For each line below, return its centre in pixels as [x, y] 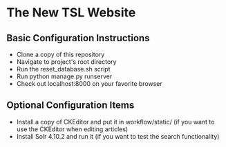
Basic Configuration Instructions [78, 38]
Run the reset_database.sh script [64, 69]
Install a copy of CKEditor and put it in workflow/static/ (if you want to [115, 122]
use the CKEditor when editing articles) [72, 129]
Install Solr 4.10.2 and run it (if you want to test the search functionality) [118, 136]
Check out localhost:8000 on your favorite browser [90, 83]
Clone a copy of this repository [60, 54]
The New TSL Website [71, 13]
